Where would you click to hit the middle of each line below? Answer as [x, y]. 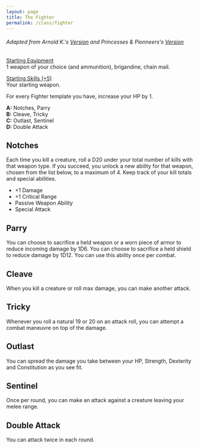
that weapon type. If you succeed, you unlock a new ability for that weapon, [99, 166]
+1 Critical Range [36, 197]
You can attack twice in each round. [50, 440]
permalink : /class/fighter [40, 23]
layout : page [22, 12]
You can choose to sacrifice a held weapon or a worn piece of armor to [94, 243]
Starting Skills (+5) [29, 78]
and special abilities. [31, 179]
